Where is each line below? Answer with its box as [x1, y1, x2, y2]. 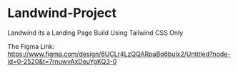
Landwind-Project [7, 5, 116, 21]
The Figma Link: [7, 42, 55, 50]
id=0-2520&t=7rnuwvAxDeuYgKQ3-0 [7, 57, 117, 65]
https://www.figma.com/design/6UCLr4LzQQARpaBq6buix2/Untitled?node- [7, 50, 231, 58]
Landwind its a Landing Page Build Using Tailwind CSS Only [7, 28, 184, 37]
